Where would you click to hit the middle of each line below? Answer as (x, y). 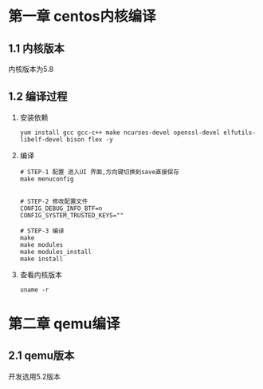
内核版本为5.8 (31, 69)
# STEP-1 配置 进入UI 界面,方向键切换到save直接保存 (99, 172)
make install (41, 259)
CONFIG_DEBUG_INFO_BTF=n (61, 208)
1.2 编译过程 (38, 97)
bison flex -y (90, 139)
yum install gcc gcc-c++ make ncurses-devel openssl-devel (120, 133)
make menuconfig (47, 179)
